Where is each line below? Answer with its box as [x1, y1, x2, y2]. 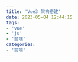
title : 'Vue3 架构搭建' [6, 8, 61, 15]
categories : [6, 42, 35, 48]
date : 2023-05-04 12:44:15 [6, 14, 73, 20]
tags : [6, 19, 19, 25]
